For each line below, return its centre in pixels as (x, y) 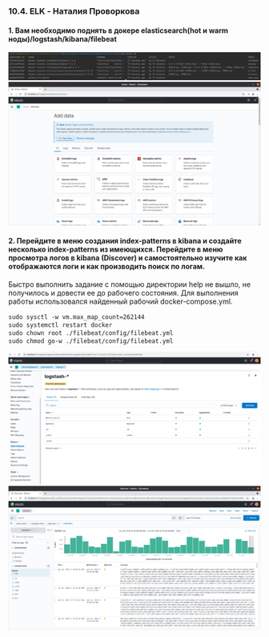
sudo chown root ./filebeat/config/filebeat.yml (91, 333)
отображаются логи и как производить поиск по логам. (107, 267)
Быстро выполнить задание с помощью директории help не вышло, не (129, 284)
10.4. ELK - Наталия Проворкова (74, 11)
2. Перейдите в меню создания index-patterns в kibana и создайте (125, 241)
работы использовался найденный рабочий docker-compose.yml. (120, 301)
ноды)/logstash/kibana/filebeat (63, 38)
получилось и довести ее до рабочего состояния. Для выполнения (123, 292)
